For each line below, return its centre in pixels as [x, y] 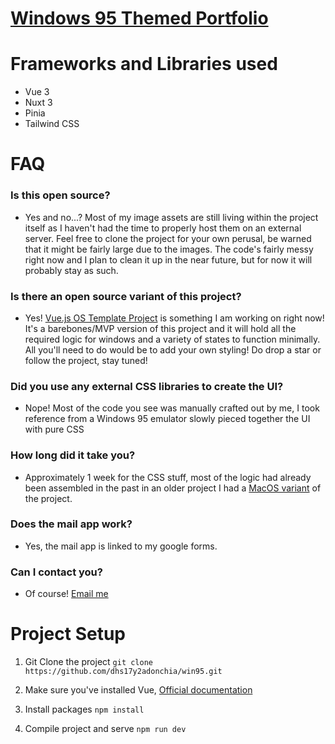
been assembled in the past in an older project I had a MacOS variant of [173, 488]
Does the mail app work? [71, 524]
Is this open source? [60, 195]
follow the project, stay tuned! [86, 360]
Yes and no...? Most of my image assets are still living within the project [171, 217]
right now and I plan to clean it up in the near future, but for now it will [168, 259]
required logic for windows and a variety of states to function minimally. [172, 339]
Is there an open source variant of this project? [126, 296]
